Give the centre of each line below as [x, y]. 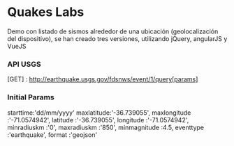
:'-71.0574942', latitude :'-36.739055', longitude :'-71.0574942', [98, 120]
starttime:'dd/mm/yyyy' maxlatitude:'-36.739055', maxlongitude [99, 113]
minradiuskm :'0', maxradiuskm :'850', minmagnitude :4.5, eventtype [106, 127]
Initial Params [31, 97]
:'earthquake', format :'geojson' [52, 135]
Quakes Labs [46, 12]
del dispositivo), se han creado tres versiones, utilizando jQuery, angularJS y [117, 38]
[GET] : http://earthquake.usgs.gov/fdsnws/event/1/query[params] [103, 79]
